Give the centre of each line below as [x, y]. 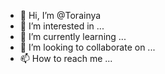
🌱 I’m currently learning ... [73, 36]
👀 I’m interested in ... [62, 26]
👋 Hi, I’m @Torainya [60, 15]
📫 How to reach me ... [66, 58]
